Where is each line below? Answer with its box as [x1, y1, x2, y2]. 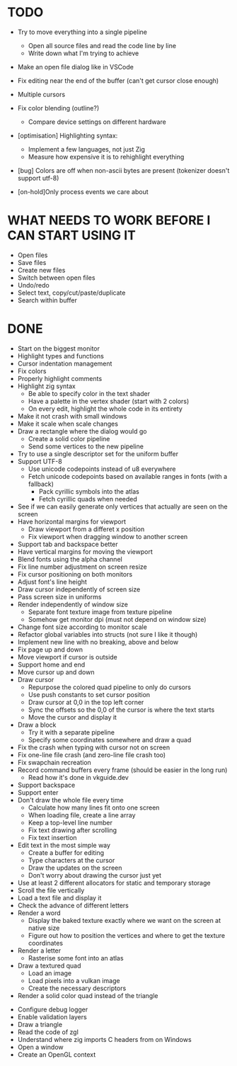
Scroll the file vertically [17, 886, 85, 895]
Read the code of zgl [17, 1028, 79, 1036]
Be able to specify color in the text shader [28, 389, 151, 397]
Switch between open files [17, 273, 96, 282]
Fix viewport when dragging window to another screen [28, 532, 188, 540]
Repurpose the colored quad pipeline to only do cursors [28, 683, 191, 691]
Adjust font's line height [17, 577, 87, 586]
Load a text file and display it [17, 893, 102, 902]
